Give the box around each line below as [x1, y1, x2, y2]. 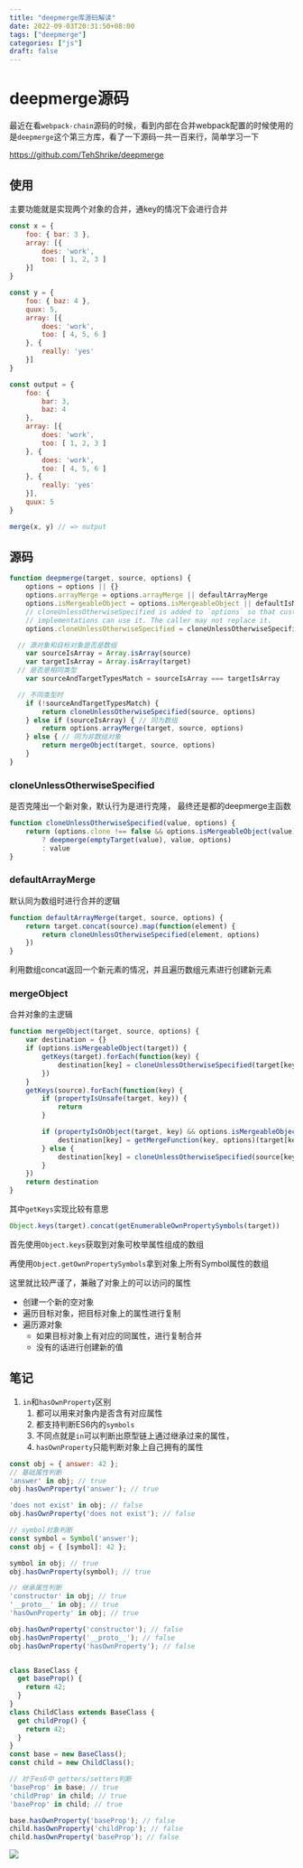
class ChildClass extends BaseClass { [9, 1707, 155, 1716]
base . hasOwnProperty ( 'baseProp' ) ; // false [9, 1816, 176, 1825]
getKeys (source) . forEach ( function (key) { [25, 1085, 183, 1095]
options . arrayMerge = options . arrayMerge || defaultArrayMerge [25, 590, 269, 600]
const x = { [9, 221, 54, 230]
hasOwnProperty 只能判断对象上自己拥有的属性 [35, 1441, 204, 1452]
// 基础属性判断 [9, 1468, 62, 1477]
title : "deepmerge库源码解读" [9, 13, 116, 23]
